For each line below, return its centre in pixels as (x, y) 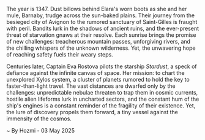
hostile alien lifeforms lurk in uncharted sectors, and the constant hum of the (103, 99)
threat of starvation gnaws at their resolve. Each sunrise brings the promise (101, 35)
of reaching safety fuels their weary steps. (60, 54)
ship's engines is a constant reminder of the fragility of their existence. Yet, (101, 106)
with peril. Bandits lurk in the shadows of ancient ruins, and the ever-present (103, 28)
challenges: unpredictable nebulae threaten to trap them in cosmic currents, (102, 92)
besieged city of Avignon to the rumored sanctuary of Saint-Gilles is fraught (102, 22)
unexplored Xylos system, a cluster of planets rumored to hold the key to (98, 80)
